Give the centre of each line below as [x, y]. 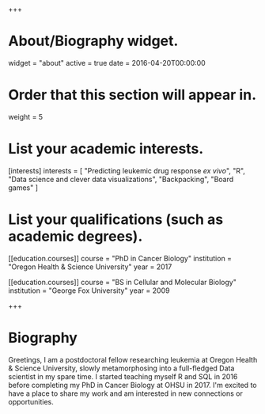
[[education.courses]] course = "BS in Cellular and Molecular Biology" [123, 282]
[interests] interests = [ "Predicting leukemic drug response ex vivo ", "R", [127, 170]
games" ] [23, 188]
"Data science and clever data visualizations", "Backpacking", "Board [121, 179]
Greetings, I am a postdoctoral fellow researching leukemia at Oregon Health [133, 359]
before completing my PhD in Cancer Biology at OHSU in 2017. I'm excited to [132, 385]
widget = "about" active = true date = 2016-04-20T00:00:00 [107, 63]
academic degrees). [76, 236]
